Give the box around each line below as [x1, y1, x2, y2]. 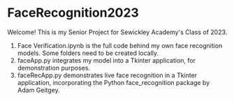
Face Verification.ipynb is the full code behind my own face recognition [17, 41, 223, 49]
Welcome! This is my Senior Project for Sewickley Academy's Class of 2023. [7, 28, 228, 36]
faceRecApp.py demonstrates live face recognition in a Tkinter [17, 71, 198, 79]
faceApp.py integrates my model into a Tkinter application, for [17, 56, 196, 64]
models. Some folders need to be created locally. [17, 49, 159, 57]
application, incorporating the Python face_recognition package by [17, 78, 210, 86]
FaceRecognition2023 [7, 5, 140, 21]
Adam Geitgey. [17, 86, 61, 94]
